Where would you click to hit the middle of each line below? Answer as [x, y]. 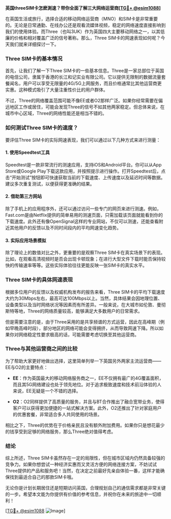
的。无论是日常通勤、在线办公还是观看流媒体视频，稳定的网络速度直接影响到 [85, 25]
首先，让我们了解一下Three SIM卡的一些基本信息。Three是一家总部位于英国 [85, 71]
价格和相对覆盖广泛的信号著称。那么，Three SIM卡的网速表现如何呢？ [88, 38]
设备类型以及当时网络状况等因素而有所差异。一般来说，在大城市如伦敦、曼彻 [85, 304]
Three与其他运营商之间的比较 [41, 349]
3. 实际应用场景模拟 [26, 240]
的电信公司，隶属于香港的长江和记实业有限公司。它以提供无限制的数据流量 [83, 77]
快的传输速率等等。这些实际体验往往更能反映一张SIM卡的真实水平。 [76, 265]
